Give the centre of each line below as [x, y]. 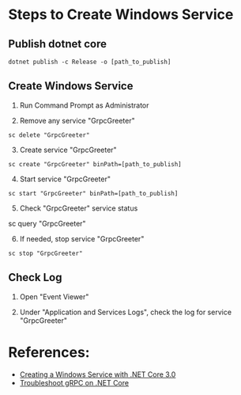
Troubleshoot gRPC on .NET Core [74, 382]
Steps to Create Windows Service [121, 15]
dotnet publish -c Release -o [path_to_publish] [90, 62]
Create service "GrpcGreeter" [68, 150]
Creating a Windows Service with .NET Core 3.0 [98, 374]
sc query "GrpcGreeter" [47, 223]
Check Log [35, 277]
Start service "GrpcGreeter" [65, 179]
